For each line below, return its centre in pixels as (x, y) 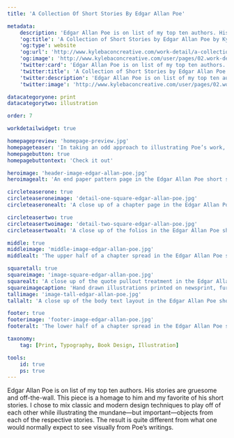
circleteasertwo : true (40, 217)
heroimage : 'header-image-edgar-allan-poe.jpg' (78, 173)
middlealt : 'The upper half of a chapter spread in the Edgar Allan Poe (115, 256)
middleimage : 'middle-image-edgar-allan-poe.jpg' (81, 250)
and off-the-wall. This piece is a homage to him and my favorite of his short (116, 398)
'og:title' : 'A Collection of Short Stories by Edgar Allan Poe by (119, 39)
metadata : (22, 26)
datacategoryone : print (42, 97)
